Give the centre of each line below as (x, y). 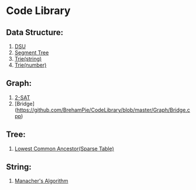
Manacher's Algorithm (41, 181)
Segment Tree (32, 53)
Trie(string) (28, 59)
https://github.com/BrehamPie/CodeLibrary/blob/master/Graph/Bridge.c (103, 110)
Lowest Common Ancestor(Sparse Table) (64, 148)
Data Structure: (35, 32)
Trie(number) (30, 65)
